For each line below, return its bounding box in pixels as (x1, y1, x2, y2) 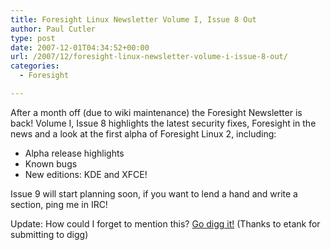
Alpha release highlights (24, 147, 125, 159)
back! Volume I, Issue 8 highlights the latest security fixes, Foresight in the (10, 117, 317, 129)
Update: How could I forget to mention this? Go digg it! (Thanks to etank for (10, 217, 321, 230)
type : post (10, 33, 56, 43)
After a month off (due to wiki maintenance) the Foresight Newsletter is (10, 106, 303, 118)
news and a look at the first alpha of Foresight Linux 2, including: (10, 127, 277, 140)
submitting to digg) (10, 228, 89, 240)
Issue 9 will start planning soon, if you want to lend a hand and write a (10, 187, 298, 200)
